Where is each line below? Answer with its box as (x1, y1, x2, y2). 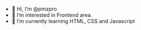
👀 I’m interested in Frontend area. (11, 12, 92, 18)
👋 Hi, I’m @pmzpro (11, 6, 58, 12)
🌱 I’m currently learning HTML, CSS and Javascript (11, 18, 135, 24)
